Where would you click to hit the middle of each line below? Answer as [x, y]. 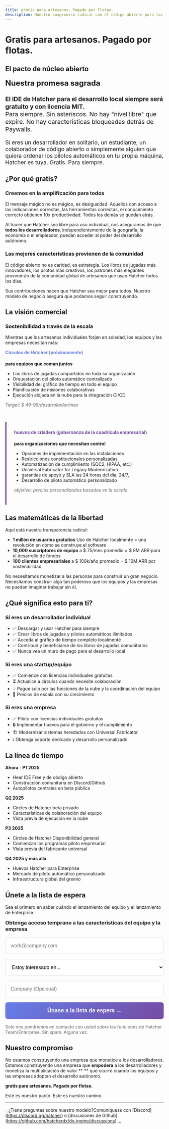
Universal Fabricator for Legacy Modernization [70, 469]
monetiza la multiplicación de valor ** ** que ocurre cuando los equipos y [82, 1071]
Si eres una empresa [31, 708]
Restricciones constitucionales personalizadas [69, 459]
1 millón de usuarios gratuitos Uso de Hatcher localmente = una [79, 540]
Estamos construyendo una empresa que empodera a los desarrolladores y [83, 1065]
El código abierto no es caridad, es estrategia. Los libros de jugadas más [80, 265]
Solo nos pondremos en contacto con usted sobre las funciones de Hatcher [84, 1026]
